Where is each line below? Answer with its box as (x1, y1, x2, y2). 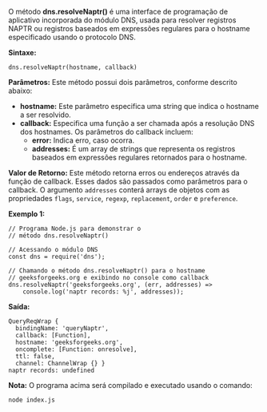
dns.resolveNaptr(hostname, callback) (8, 63, 137, 71)
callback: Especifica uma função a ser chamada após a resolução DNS (19, 119, 255, 127)
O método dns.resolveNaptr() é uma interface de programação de (8, 7, 229, 16)
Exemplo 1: (8, 209, 46, 219)
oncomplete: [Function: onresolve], (15, 345, 137, 353)
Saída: (8, 302, 30, 311)
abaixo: (8, 86, 33, 95)
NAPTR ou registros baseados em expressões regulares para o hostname (8, 24, 250, 33)
